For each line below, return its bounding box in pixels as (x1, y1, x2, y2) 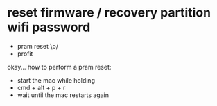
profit (17, 50, 33, 58)
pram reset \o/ (17, 42, 59, 50)
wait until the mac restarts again (17, 91, 110, 99)
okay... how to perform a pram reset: (7, 63, 112, 71)
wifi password (7, 19, 91, 35)
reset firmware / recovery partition (7, 5, 211, 21)
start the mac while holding (17, 76, 96, 84)
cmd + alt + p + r (17, 83, 66, 92)
